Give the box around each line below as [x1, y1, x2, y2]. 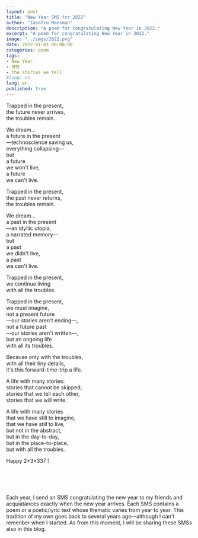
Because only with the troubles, [6, 353, 84, 360]
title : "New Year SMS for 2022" [6, 14, 86, 20]
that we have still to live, [6, 420, 65, 427]
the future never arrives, [6, 108, 65, 116]
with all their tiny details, [6, 360, 66, 367]
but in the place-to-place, [6, 439, 69, 446]
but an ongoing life [6, 335, 52, 342]
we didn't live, [6, 249, 40, 257]
